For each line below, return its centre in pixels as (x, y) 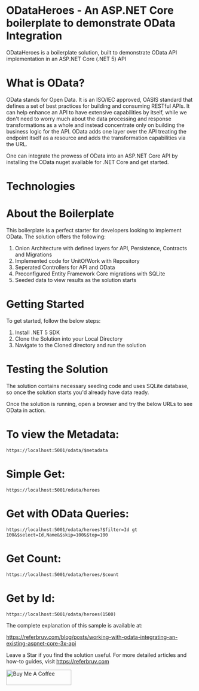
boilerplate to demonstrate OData (91, 23)
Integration (34, 36)
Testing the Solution (57, 369)
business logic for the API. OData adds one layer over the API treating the (97, 131)
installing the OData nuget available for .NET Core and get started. (88, 162)
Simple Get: (36, 474)
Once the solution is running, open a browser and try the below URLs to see (99, 404)
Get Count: (34, 558)
